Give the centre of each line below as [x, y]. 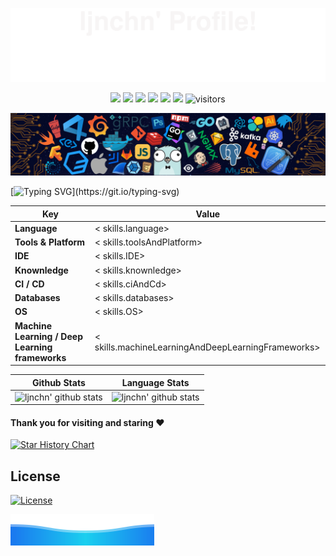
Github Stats [58, 382]
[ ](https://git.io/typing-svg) [95, 192]
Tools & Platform [50, 242]
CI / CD [29, 284]
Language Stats [155, 382]
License [35, 476]
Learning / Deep [48, 336]
